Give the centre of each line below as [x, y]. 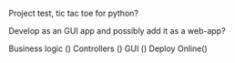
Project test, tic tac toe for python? [73, 13]
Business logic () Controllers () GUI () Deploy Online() [108, 48]
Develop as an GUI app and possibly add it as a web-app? [117, 31]
